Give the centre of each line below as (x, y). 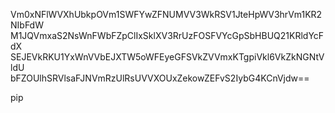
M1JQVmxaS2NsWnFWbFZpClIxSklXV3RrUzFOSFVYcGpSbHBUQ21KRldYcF (167, 35)
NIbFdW (27, 25)
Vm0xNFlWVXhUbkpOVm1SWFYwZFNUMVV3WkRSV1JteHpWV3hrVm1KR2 (166, 14)
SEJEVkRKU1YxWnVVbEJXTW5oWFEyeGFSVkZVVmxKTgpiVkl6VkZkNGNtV (167, 57)
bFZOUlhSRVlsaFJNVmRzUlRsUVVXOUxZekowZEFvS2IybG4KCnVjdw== (160, 78)
